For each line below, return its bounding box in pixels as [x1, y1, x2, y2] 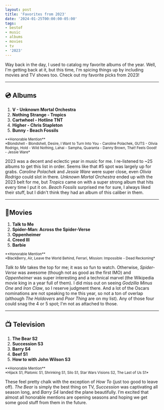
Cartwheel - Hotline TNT [12, 117, 63, 123]
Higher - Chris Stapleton [12, 122, 63, 128]
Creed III [12, 237, 30, 243]
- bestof [5, 25, 23, 30]
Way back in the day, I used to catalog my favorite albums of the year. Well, [5, 62, 156, 68]
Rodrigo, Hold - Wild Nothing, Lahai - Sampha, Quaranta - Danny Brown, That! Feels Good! [5, 145, 157, 151]
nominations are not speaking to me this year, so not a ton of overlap [5, 291, 143, 296]
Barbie [12, 242, 26, 248]
